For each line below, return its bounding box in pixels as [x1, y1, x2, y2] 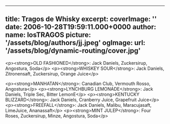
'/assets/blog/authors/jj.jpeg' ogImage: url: [5, 38, 146, 47]
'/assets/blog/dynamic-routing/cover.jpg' [5, 47, 141, 55]
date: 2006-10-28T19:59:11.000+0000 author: [5, 23, 156, 31]
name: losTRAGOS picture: [5, 31, 91, 39]
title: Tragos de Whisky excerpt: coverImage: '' [5, 15, 157, 23]
